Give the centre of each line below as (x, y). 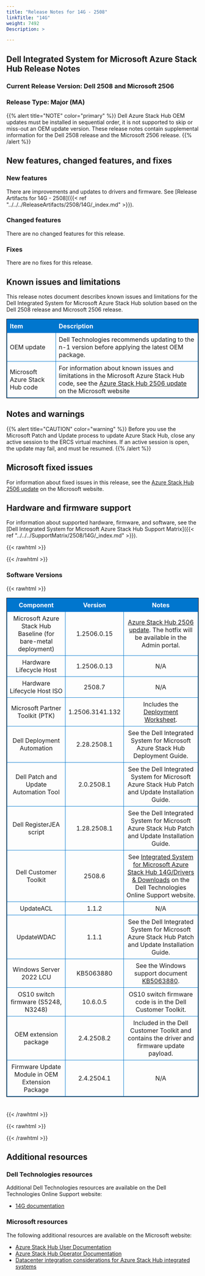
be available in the (161, 637)
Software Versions (34, 575)
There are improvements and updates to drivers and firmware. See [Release (102, 191)
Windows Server (36, 970)
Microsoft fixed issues (50, 468)
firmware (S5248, (36, 1002)
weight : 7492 (23, 23)
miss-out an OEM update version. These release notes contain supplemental (103, 128)
